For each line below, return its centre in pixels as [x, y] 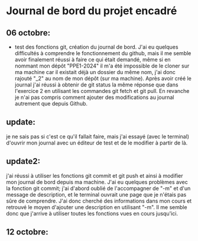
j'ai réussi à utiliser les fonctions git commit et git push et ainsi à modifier [95, 175]
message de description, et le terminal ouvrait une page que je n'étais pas [96, 194]
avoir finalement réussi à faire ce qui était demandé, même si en [92, 60]
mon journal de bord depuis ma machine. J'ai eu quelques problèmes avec [97, 182]
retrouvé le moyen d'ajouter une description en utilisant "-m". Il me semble [97, 207]
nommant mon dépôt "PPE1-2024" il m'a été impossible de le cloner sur [102, 66]
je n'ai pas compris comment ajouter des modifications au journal [94, 97]
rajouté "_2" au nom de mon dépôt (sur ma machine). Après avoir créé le [103, 78]
